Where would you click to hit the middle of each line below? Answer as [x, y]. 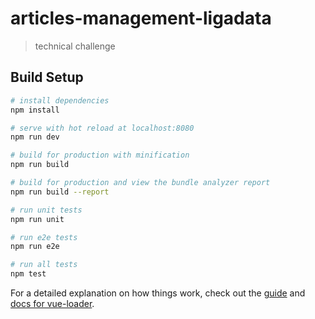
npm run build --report [60, 192]
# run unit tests [46, 210]
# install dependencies [60, 100]
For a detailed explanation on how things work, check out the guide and [158, 293]
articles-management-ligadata [141, 18]
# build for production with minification [100, 155]
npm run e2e [35, 247]
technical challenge [75, 46]
